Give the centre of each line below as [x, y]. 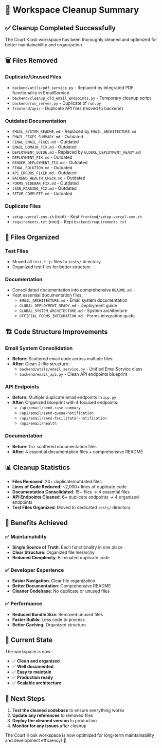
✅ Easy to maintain [32, 672]
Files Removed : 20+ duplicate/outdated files [57, 482]
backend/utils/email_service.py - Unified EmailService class [81, 369]
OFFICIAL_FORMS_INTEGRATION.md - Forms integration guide [77, 316]
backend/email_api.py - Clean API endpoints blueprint [73, 374]
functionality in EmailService [41, 92]
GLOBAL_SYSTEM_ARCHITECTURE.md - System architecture [73, 310]
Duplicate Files [23, 206]
